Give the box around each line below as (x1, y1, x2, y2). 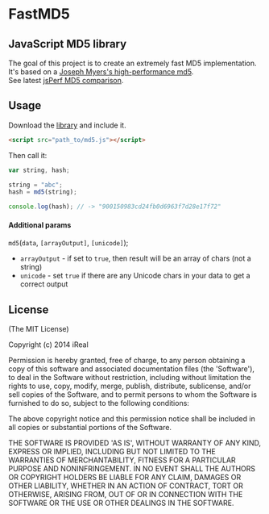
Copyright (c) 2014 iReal (8, 340, 89, 349)
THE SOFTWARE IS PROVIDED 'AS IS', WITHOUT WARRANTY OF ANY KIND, (8, 438, 262, 448)
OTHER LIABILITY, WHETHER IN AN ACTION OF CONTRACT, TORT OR (8, 481, 243, 491)
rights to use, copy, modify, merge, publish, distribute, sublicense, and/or (8, 381, 251, 391)
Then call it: (8, 150, 48, 160)
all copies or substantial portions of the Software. (8, 423, 172, 433)
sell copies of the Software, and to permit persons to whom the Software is (8, 390, 258, 399)
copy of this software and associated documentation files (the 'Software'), (8, 364, 255, 374)
